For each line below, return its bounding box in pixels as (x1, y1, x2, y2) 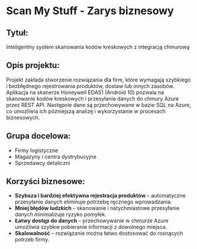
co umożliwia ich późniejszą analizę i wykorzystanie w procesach (6, 108, 166, 115)
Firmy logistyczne (14, 147, 59, 154)
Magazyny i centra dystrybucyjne (14, 153, 96, 160)
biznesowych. (6, 114, 40, 121)
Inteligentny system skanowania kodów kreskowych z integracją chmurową (6, 43, 190, 50)
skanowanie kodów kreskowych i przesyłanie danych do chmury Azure (6, 95, 179, 102)
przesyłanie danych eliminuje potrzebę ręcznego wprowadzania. (14, 198, 173, 205)
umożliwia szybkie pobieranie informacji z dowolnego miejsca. (14, 224, 167, 231)
